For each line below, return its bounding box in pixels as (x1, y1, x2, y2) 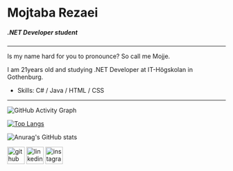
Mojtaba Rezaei (7, 5, 98, 21)
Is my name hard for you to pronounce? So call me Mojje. (7, 52, 171, 60)
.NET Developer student (7, 28, 78, 36)
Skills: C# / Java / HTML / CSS (17, 87, 105, 95)
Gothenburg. (7, 73, 44, 81)
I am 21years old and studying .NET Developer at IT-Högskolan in (7, 66, 193, 74)
